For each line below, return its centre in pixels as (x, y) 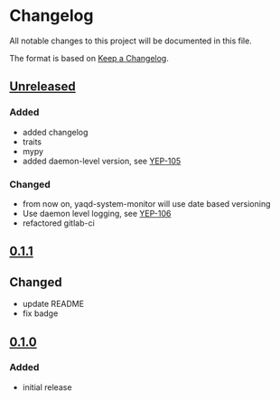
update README (53, 304)
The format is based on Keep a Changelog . (89, 58)
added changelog (55, 132)
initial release (47, 387)
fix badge (40, 313)
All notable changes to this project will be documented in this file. (131, 41)
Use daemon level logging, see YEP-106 (97, 213)
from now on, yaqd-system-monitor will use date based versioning (146, 203)
